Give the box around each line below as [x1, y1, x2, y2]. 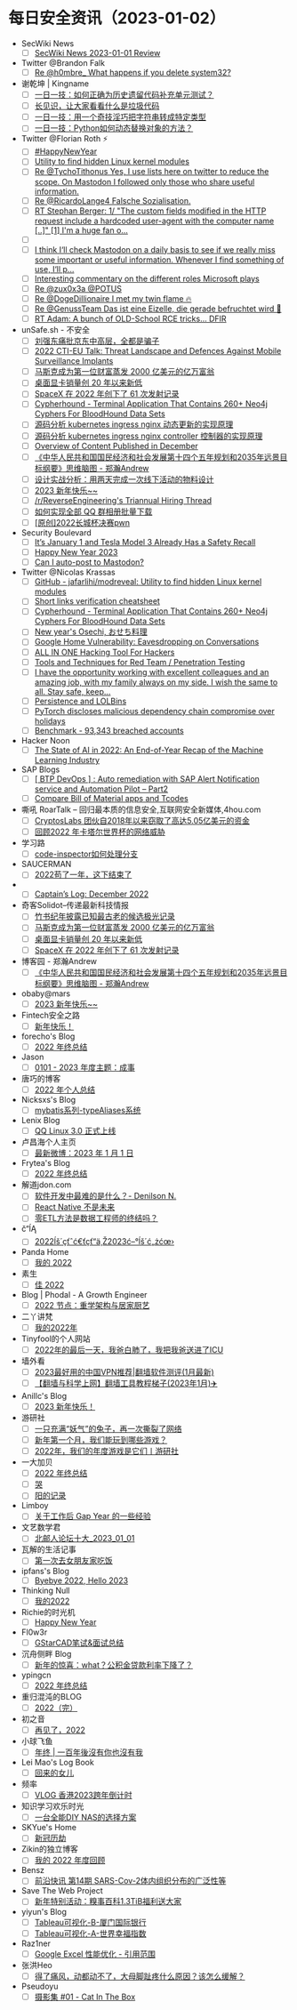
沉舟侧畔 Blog [20, 1648, 72, 1659]
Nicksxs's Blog [20, 1095, 76, 1105]
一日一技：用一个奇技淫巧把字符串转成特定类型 [34, 112, 206, 123]
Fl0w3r [20, 1627, 48, 1637]
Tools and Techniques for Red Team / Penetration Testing [34, 656, 245, 667]
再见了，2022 [34, 1725, 86, 1735]
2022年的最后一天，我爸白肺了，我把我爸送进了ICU [34, 1344, 224, 1355]
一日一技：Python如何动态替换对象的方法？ [34, 123, 194, 133]
